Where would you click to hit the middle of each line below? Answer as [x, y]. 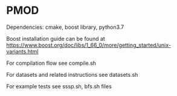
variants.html [22, 51]
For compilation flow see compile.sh [51, 63]
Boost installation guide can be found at [56, 38]
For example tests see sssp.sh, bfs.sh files [59, 86]
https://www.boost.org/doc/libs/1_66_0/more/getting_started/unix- [88, 45]
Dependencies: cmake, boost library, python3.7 [65, 27]
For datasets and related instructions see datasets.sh [72, 74]
